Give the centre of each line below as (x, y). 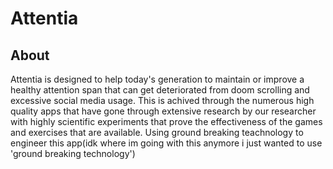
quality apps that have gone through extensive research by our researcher (163, 111)
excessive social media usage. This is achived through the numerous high (162, 100)
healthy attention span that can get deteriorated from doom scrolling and (160, 90)
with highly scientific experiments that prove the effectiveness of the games (166, 121)
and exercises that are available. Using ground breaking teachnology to (157, 132)
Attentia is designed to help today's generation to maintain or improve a (157, 79)
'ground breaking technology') (73, 153)
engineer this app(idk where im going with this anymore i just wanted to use (166, 143)
